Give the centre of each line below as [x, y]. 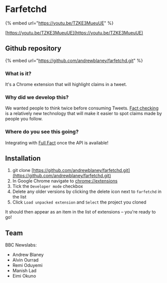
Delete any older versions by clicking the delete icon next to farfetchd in [87, 191]
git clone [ [23, 170]
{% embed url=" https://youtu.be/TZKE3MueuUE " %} [59, 23]
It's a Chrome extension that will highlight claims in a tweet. [66, 84]
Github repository [33, 48]
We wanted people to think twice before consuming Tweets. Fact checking [82, 108]
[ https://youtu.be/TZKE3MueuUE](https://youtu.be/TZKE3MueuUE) [74, 32]
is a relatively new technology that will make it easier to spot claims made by [83, 113]
